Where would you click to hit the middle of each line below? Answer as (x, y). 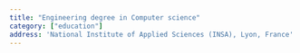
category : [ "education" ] (56, 26)
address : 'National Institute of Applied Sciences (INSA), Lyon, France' (152, 34)
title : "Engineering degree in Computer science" (105, 18)
